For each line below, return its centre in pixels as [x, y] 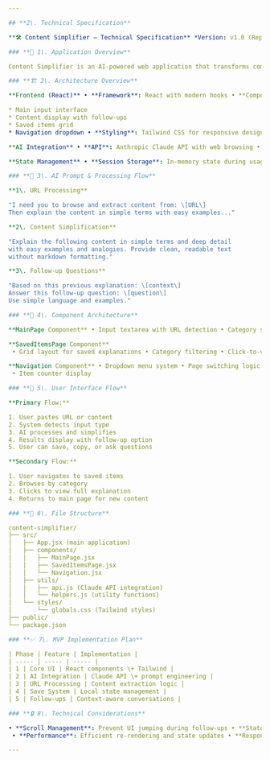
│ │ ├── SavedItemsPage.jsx [62, 565]
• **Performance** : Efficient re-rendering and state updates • [121, 736]
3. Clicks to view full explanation [70, 491]
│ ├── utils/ [34, 580]
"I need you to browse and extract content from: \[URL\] [107, 205]
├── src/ [23, 535]
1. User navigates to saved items [66, 476]
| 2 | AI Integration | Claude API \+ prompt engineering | [111, 677]
